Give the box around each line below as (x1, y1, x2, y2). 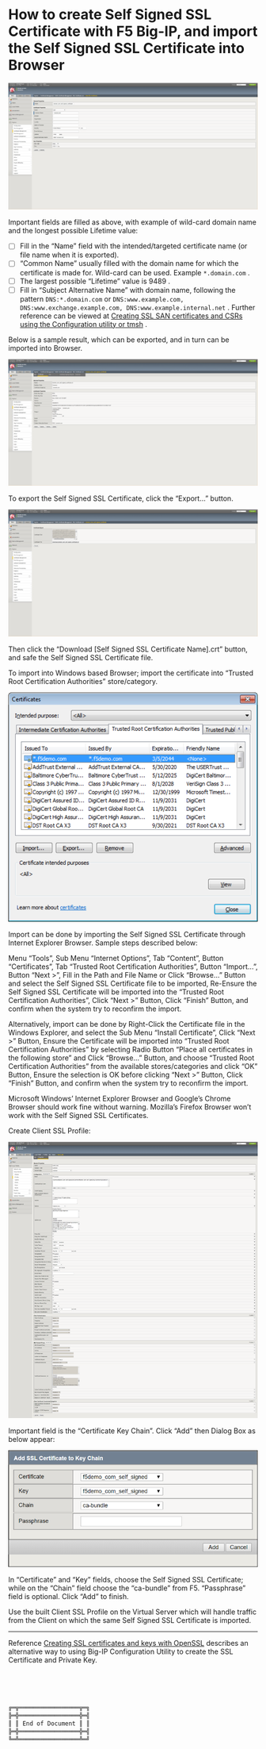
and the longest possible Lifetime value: (8, 226, 139, 236)
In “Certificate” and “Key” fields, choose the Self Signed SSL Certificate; (8, 1574, 244, 1584)
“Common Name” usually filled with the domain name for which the (19, 259, 239, 268)
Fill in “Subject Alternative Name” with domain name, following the (19, 285, 236, 294)
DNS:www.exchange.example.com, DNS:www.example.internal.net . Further (19, 302, 256, 312)
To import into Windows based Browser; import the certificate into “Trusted (8, 668, 253, 678)
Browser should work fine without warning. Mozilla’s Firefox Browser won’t (8, 1101, 252, 1112)
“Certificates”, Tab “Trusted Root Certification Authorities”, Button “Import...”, (8, 962, 258, 971)
